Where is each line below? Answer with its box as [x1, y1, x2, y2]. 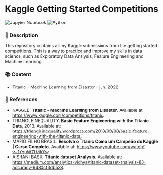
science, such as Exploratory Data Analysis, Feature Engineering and [5, 53, 144, 59]
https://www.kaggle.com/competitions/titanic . [12, 112, 105, 118]
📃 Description [5, 32, 38, 39]
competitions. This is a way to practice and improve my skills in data [5, 48, 143, 54]
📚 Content [5, 71, 32, 78]
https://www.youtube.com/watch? [76, 143, 145, 150]
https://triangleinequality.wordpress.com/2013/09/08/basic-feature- [12, 128, 150, 134]
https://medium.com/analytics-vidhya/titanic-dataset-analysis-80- [12, 159, 146, 165]
